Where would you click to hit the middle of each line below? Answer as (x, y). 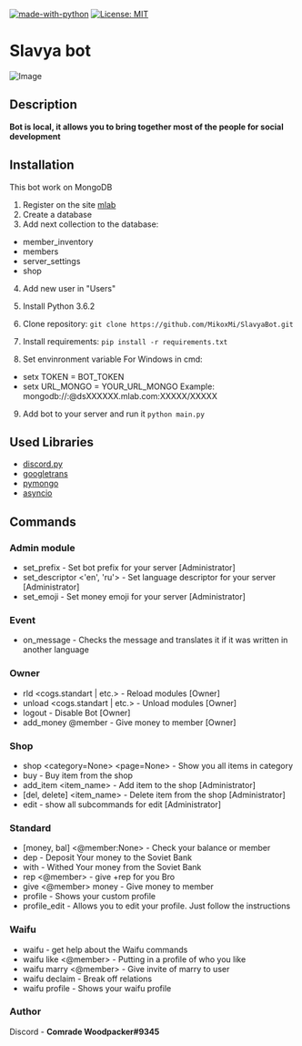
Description (43, 105)
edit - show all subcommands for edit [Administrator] (121, 804)
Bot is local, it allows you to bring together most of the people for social (146, 127)
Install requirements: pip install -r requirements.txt (125, 341)
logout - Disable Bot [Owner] (76, 713)
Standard (30, 827)
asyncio (37, 493)
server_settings (51, 261)
